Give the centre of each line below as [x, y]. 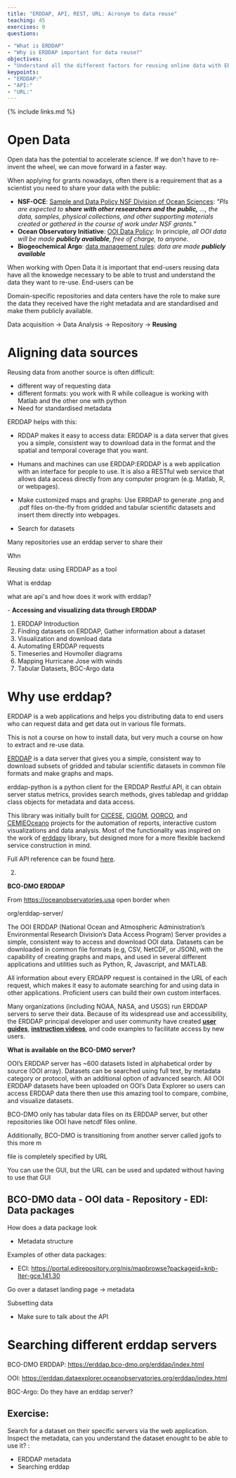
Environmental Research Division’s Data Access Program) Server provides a [117, 935]
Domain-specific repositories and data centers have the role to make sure [114, 296]
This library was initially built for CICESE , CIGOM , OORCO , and [97, 816]
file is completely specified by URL [57, 1156]
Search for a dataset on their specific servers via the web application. [108, 1430]
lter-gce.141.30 [39, 1276]
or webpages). [39, 487]
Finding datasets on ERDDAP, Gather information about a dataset [111, 631]
